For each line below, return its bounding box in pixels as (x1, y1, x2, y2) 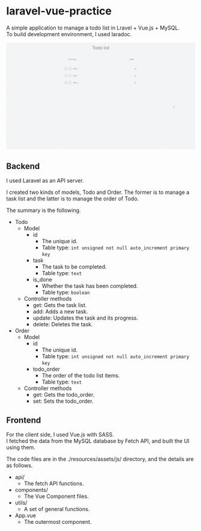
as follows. (6, 462, 33, 469)
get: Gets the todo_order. (32, 391, 95, 399)
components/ (14, 486, 49, 494)
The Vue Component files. (23, 492, 89, 500)
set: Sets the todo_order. (32, 397, 94, 405)
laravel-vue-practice (6, 4, 112, 18)
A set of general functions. (23, 506, 90, 513)
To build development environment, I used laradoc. (6, 30, 132, 37)
